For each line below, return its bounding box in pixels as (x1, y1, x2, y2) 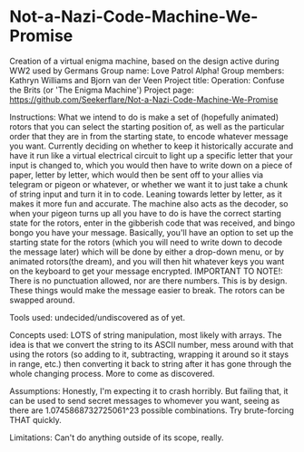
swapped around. (9, 294, 75, 305)
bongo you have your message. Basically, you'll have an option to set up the (9, 226, 294, 237)
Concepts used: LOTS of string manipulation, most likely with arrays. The (9, 329, 282, 341)
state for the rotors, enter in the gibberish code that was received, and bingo (9, 217, 296, 228)
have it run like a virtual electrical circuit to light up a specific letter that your (9, 149, 293, 160)
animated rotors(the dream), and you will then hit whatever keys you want (9, 255, 285, 266)
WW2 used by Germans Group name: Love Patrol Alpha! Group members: (9, 65, 285, 76)
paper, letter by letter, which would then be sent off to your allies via (9, 169, 264, 180)
